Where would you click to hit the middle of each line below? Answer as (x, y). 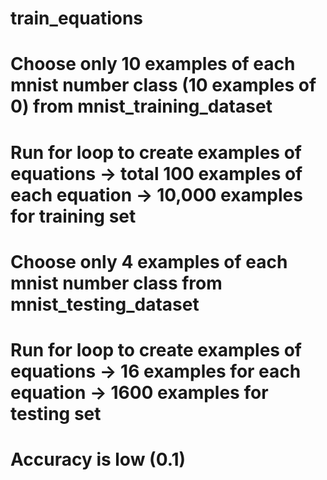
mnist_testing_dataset (105, 304)
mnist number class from (116, 283)
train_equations (77, 18)
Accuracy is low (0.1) (98, 459)
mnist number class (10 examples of (163, 85)
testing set (56, 413)
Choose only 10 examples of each (153, 64)
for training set (73, 216)
